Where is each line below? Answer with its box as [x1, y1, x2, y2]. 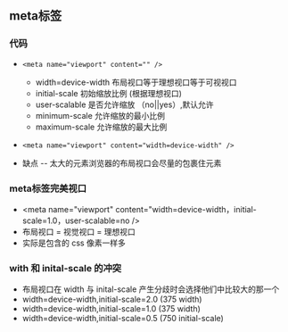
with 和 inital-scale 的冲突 [9, 261, 122, 274]
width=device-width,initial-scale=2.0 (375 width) [21, 294, 202, 305]
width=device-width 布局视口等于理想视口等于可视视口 [35, 77, 238, 87]
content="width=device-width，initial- [115, 203, 257, 214]
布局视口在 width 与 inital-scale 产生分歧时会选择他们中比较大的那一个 [21, 284, 280, 295]
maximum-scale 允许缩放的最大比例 [35, 121, 168, 132]
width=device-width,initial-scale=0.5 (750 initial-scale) [21, 313, 225, 324]
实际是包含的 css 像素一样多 [21, 237, 127, 248]
